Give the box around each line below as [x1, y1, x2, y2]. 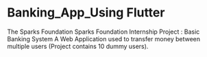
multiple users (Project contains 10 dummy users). [7, 42, 149, 50]
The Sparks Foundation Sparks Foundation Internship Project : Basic [7, 27, 200, 36]
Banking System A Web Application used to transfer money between [7, 34, 201, 43]
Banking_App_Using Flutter [7, 5, 165, 21]
